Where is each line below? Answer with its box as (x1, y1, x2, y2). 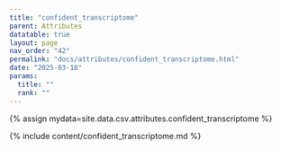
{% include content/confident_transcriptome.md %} (9, 130, 202, 141)
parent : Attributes (9, 22, 83, 31)
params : (9, 72, 39, 81)
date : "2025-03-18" (9, 64, 83, 73)
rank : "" (17, 88, 50, 97)
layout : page (9, 38, 59, 48)
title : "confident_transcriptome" (9, 13, 140, 22)
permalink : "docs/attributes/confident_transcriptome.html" (9, 55, 240, 64)
